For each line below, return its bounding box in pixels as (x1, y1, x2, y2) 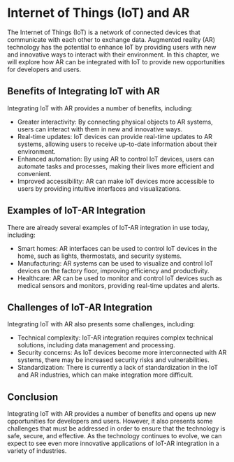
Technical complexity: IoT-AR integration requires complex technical (17, 333, 214, 342)
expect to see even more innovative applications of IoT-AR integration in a (7, 439, 220, 448)
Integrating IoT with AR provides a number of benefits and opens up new (7, 410, 217, 418)
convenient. (17, 169, 52, 178)
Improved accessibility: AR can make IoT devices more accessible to (17, 177, 214, 185)
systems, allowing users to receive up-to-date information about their (17, 140, 218, 148)
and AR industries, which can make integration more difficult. (17, 370, 193, 379)
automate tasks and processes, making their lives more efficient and (17, 162, 214, 171)
